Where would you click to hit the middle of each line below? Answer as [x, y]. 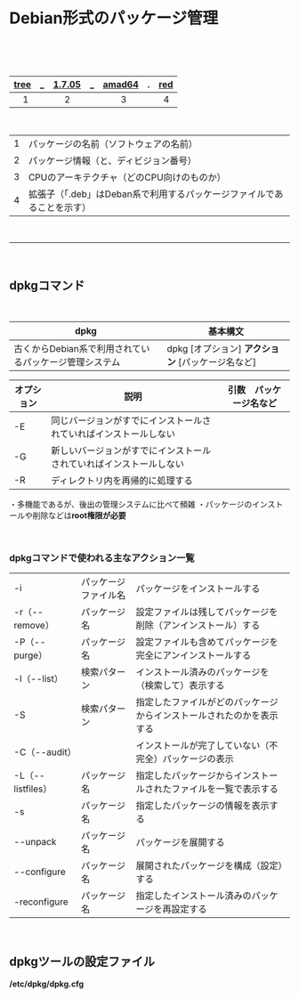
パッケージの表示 [198, 759]
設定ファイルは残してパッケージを [207, 613]
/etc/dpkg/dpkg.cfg [47, 984]
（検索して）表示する [180, 686]
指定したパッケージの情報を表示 [202, 806]
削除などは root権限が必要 [79, 515]
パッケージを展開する [180, 842]
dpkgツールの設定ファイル [82, 962]
